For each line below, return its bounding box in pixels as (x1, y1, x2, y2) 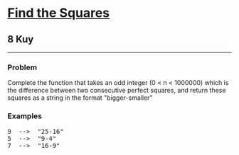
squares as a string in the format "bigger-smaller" (7, 93, 153, 102)
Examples (7, 111, 43, 121)
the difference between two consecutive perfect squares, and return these (7, 86, 226, 95)
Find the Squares (7, 5, 110, 21)
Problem (7, 62, 38, 72)
